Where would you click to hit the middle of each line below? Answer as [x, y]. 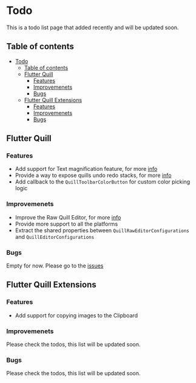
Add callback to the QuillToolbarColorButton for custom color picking [103, 182]
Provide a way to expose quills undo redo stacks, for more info [93, 175]
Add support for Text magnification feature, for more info [86, 169]
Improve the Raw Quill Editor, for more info [68, 217]
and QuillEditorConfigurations [55, 236]
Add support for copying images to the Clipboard [76, 315]
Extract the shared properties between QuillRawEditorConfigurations [102, 230]
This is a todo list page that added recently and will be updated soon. [93, 27]
